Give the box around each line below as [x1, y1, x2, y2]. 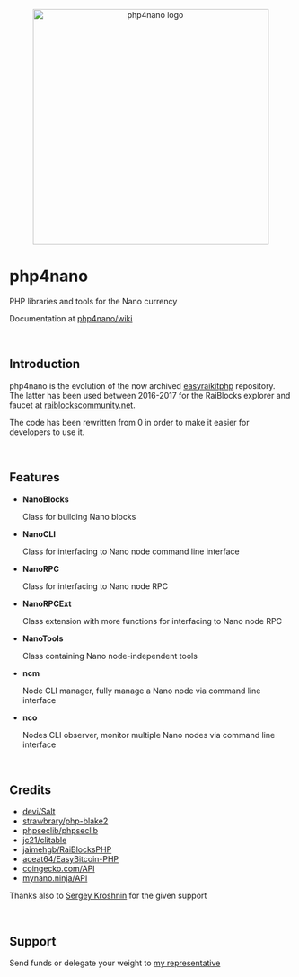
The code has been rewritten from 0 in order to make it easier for [9, 417, 250, 427]
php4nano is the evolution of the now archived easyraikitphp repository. [9, 380, 276, 391]
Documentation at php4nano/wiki [9, 312, 133, 323]
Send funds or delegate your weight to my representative [9, 957, 221, 969]
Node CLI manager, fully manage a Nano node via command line [22, 685, 261, 696]
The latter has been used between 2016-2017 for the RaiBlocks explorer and [9, 390, 291, 400]
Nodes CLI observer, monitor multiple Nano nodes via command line [22, 729, 276, 740]
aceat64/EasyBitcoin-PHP [22, 854, 119, 865]
